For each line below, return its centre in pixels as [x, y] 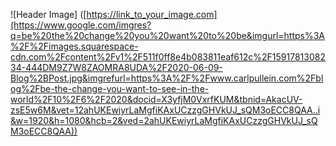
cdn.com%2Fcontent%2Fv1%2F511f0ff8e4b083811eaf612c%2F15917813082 [168, 57]
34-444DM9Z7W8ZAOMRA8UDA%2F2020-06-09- [116, 67]
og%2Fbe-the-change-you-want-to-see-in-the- [110, 88]
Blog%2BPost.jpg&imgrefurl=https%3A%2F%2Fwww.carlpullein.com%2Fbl [167, 78]
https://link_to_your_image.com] [152, 14]
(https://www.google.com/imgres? [81, 25]
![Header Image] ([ [48, 14]
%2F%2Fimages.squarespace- [74, 46]
